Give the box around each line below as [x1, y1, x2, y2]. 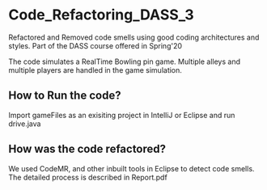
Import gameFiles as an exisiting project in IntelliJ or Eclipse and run [8, 110, 235, 120]
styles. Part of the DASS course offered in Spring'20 [8, 40, 183, 50]
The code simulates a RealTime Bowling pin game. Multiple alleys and [8, 57, 241, 66]
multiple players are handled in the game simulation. [8, 65, 182, 74]
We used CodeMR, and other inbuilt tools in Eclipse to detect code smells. [8, 163, 255, 173]
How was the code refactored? [8, 142, 167, 156]
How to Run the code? [8, 89, 121, 103]
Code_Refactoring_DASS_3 [8, 6, 194, 24]
